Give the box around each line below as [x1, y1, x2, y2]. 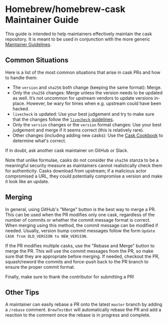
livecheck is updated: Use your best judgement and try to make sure [12, 111, 154, 117]
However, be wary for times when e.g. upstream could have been [26, 100, 161, 106]
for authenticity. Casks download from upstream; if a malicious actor [5, 168, 147, 174]
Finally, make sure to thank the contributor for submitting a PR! [5, 273, 134, 279]
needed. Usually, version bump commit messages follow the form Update [5, 227, 155, 234]
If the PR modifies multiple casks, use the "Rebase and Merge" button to [5, 242, 155, 249]
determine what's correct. [12, 137, 67, 143]
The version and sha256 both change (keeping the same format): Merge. [12, 84, 162, 90]
